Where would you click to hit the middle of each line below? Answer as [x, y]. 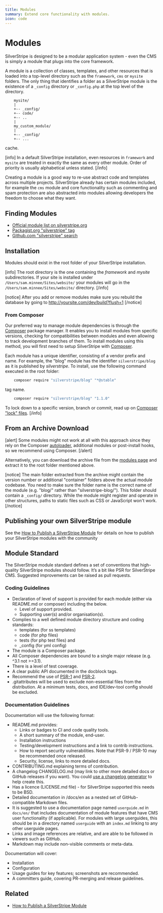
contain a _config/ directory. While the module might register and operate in [81, 495]
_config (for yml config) [43, 645]
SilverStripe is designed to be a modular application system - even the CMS [81, 56]
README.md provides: [35, 725]
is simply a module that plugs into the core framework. [60, 61]
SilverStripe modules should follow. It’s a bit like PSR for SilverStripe [88, 570]
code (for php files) [39, 635]
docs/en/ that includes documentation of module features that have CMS [85, 813]
